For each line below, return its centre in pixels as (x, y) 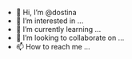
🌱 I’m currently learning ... (58, 29)
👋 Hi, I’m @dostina (46, 12)
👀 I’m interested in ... (50, 21)
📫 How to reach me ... (53, 47)
